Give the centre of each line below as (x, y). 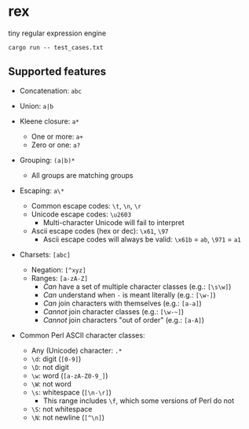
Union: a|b (36, 105)
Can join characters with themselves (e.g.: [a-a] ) (122, 303)
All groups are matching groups (82, 175)
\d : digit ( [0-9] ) (56, 359)
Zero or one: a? (56, 145)
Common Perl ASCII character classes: (82, 335)
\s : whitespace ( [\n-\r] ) (71, 392)
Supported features (57, 72)
